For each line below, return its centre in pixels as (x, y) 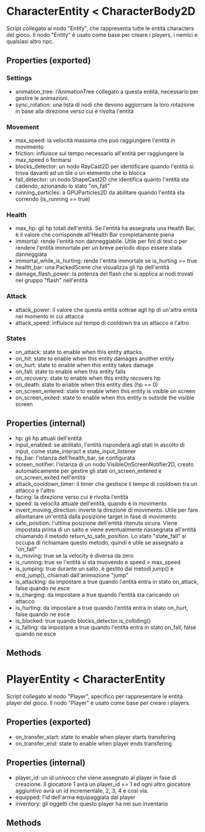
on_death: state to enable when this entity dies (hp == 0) (87, 384)
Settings (19, 78)
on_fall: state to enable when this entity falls (70, 371)
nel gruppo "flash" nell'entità (51, 280)
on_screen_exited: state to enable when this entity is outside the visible (105, 398)
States (16, 339)
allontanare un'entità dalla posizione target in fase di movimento (96, 516)
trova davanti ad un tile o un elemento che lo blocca (80, 172)
